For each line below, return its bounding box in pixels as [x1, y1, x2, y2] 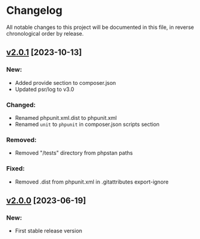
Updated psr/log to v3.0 [14, 85, 74, 93]
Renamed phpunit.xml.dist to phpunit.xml [14, 114, 117, 121]
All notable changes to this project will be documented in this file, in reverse [6, 23, 195, 31]
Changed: [6, 101, 36, 109]
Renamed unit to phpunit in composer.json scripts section [14, 120, 160, 128]
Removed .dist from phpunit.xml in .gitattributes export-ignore [14, 178, 169, 185]
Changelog [6, 4, 63, 17]
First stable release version [14, 227, 83, 235]
